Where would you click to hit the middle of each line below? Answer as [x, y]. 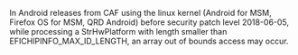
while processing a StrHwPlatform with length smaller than [118, 31]
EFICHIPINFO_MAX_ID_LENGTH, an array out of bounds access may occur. [149, 41]
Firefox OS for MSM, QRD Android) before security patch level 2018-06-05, [149, 22]
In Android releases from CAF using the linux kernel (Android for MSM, [141, 13]
